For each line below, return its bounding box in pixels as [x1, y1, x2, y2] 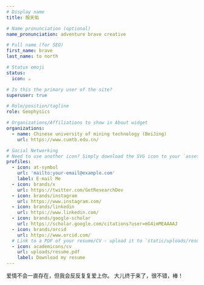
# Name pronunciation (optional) [6, 25, 91, 32]
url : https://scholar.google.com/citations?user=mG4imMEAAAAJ [17, 221, 178, 227]
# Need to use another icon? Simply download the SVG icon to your [6, 153, 181, 159]
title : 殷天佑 [6, 15, 39, 21]
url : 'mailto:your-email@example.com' [17, 170, 115, 176]
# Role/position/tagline [6, 103, 69, 109]
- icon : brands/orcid [12, 226, 67, 232]
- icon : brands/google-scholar [12, 215, 91, 221]
